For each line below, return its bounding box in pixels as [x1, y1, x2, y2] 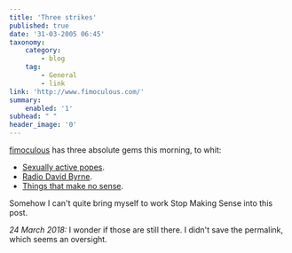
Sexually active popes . [21, 162, 105, 172]
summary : [9, 95, 42, 105]
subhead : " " [9, 112, 58, 121]
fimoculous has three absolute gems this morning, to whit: [9, 145, 222, 155]
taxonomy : [9, 37, 46, 47]
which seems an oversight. [9, 234, 108, 244]
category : [25, 46, 62, 55]
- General [41, 71, 77, 80]
